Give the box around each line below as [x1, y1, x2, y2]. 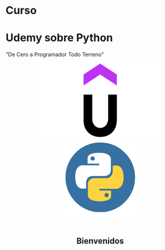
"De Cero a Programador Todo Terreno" [5, 51, 104, 58]
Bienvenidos [76, 236, 124, 246]
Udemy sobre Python [5, 31, 113, 45]
